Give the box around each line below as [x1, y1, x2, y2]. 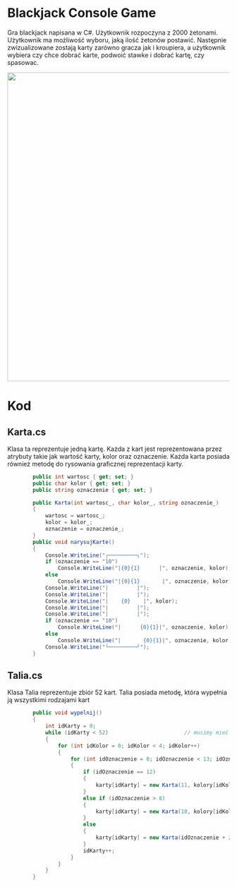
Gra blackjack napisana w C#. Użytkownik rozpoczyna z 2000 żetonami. [7, 28, 219, 37]
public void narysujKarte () [32, 538, 115, 545]
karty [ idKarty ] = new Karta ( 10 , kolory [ [95, 808, 217, 815]
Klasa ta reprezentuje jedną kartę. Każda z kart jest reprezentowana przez [7, 445, 222, 453]
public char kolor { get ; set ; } [32, 480, 131, 487]
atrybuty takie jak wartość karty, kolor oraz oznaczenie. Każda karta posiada [7, 452, 230, 460]
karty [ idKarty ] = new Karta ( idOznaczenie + [95, 834, 226, 841]
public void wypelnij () [32, 709, 102, 717]
